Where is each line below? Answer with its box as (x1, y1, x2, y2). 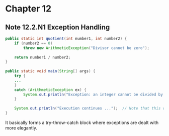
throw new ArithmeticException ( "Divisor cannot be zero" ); (23, 45, 150, 50)
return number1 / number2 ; (14, 54, 71, 60)
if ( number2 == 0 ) (14, 40, 53, 45)
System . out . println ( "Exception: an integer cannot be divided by (23, 92, 163, 97)
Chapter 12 (5, 3, 52, 14)
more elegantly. (5, 124, 38, 130)
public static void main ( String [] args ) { (5, 68, 96, 74)
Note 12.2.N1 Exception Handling (5, 23, 110, 31)
